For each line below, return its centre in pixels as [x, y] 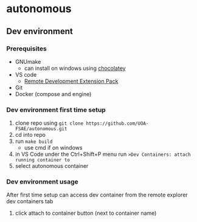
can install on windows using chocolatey [75, 68]
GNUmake [28, 61]
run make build [34, 141]
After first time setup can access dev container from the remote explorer [97, 195]
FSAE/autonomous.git [41, 129]
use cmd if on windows [53, 148]
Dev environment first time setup [56, 109]
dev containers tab [30, 201]
